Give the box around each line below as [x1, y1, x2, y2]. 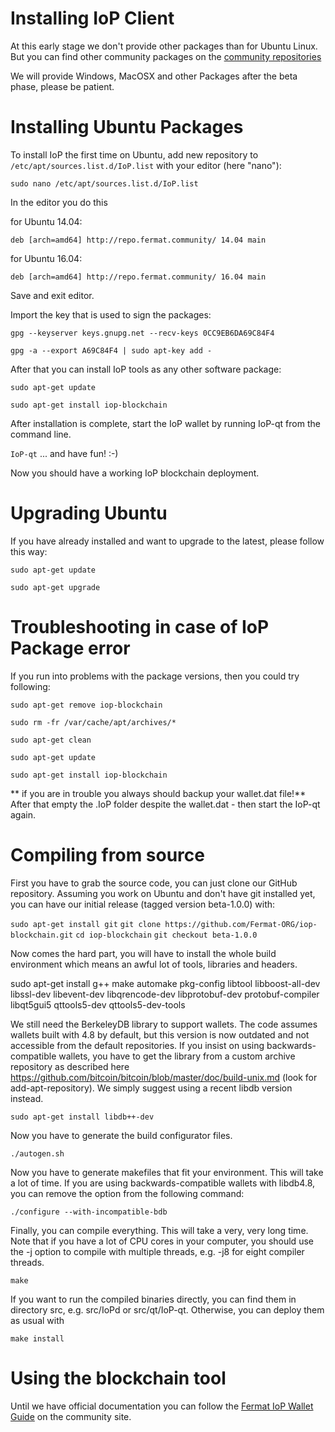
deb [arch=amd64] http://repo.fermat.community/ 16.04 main [10, 272, 267, 282]
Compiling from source [10, 843, 205, 866]
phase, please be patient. [10, 80, 115, 92]
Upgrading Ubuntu [10, 502, 168, 525]
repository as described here [10, 1060, 130, 1072]
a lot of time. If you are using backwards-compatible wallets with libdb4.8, [10, 1177, 316, 1189]
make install [10, 1333, 65, 1344]
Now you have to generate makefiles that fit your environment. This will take [10, 1166, 324, 1178]
